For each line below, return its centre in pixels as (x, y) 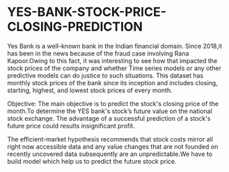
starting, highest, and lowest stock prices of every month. (90, 90)
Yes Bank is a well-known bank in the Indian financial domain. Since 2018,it (115, 46)
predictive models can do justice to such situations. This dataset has (105, 75)
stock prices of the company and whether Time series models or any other (114, 68)
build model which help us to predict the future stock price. (92, 161)
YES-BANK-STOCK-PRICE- (87, 12)
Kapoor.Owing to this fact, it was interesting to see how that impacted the (112, 60)
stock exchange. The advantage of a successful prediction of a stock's (109, 118)
